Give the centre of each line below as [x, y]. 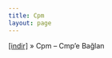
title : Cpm [26, 15]
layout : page [30, 23]
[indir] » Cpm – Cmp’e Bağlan [56, 45]
